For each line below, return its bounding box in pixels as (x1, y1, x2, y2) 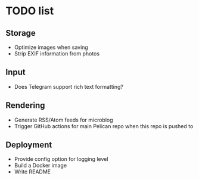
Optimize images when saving (14, 44, 89, 51)
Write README (14, 168, 51, 175)
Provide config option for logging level (14, 156, 108, 163)
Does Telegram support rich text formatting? (14, 83, 123, 90)
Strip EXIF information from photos (14, 50, 99, 57)
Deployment (5, 140, 52, 150)
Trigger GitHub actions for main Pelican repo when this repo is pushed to (14, 122, 194, 129)
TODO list (5, 4, 54, 18)
